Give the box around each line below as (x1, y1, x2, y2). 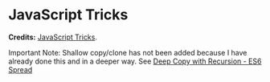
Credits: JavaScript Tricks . (8, 32, 98, 42)
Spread (8, 64, 33, 74)
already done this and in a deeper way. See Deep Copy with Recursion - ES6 (8, 56, 262, 66)
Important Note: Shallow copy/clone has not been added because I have (8, 47, 247, 57)
